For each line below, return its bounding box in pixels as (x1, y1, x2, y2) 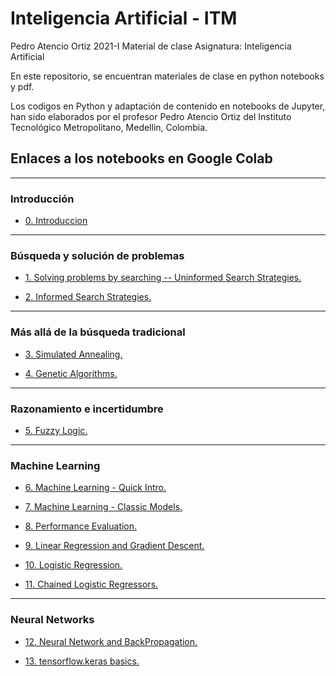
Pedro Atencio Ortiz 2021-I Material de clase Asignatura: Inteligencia (10, 40, 292, 52)
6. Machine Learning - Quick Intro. (24, 482, 167, 494)
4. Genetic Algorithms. (24, 367, 118, 379)
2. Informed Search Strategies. (24, 291, 152, 303)
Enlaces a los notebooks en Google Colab (10, 150, 273, 167)
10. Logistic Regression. (24, 559, 123, 571)
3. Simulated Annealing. (24, 348, 123, 360)
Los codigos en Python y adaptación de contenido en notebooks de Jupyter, (10, 100, 326, 112)
